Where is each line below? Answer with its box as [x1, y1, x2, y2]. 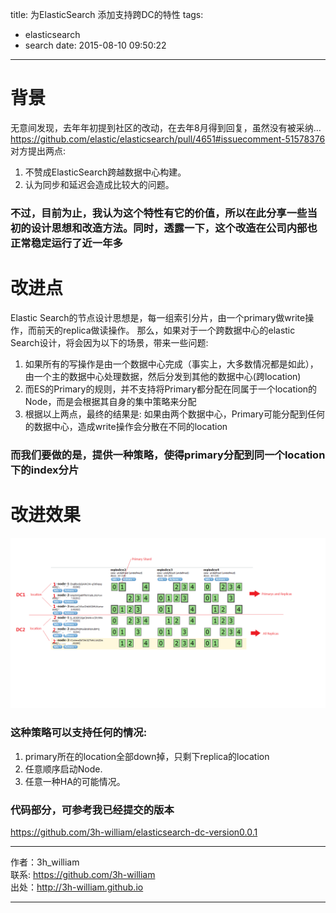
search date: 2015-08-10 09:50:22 [24, 39, 167, 51]
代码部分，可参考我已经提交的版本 [10, 803, 175, 817]
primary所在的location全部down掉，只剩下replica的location [24, 750, 270, 762]
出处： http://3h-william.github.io [10, 881, 144, 893]
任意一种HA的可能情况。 [24, 775, 126, 787]
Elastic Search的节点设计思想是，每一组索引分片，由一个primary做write [10, 311, 306, 323]
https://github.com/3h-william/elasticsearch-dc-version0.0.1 [10, 826, 258, 838]
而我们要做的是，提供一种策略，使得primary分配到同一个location [10, 448, 326, 462]
